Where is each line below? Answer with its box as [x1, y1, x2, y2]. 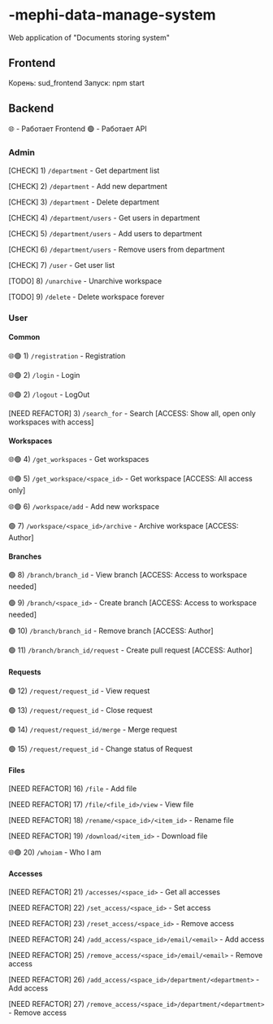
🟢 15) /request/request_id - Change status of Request [8, 744, 193, 754]
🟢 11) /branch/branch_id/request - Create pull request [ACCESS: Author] [8, 645, 253, 655]
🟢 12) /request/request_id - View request [8, 686, 150, 696]
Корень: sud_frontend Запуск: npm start [8, 77, 145, 87]
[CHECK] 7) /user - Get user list [8, 260, 115, 270]
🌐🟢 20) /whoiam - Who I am [8, 847, 102, 857]
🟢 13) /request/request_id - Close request [8, 705, 153, 714]
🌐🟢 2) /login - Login [8, 370, 80, 380]
